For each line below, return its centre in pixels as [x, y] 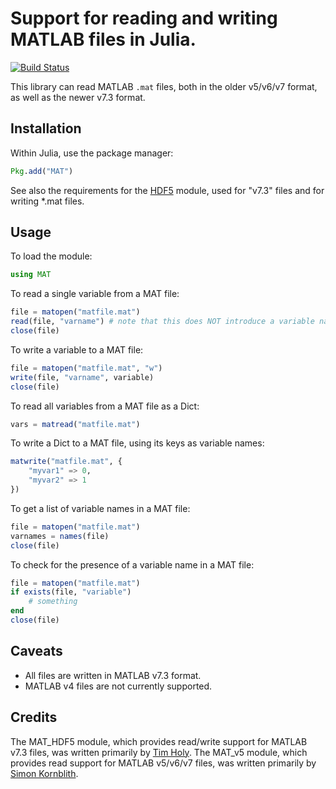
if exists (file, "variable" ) [71, 592]
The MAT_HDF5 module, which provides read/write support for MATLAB [159, 741]
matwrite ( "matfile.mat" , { [66, 462]
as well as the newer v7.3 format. [78, 97]
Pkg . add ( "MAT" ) [42, 171]
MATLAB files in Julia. [103, 39]
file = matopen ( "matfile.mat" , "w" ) [86, 368]
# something [53, 602]
